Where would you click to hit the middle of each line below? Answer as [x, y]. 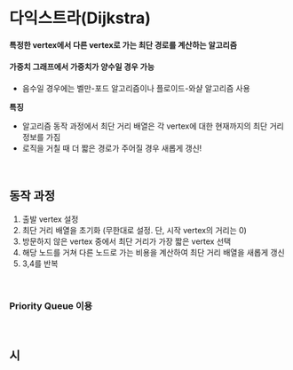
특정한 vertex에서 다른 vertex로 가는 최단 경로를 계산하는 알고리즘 [123, 44]
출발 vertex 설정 [50, 219]
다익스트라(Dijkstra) [80, 18]
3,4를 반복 [40, 264]
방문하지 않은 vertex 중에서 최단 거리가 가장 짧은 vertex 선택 [127, 241]
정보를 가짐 [41, 137]
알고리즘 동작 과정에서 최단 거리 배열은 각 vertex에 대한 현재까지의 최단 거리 [153, 126]
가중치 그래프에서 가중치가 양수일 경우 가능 [82, 67]
